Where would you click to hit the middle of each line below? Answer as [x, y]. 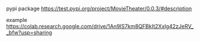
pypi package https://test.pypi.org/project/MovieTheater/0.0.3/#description [99, 9]
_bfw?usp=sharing [29, 33]
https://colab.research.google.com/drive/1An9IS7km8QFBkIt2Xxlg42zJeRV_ [100, 26]
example [17, 20]
